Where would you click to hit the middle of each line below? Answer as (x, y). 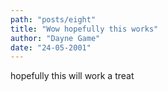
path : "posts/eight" (53, 19)
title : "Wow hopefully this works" (84, 29)
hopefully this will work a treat (72, 76)
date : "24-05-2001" (51, 47)
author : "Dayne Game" (55, 38)
